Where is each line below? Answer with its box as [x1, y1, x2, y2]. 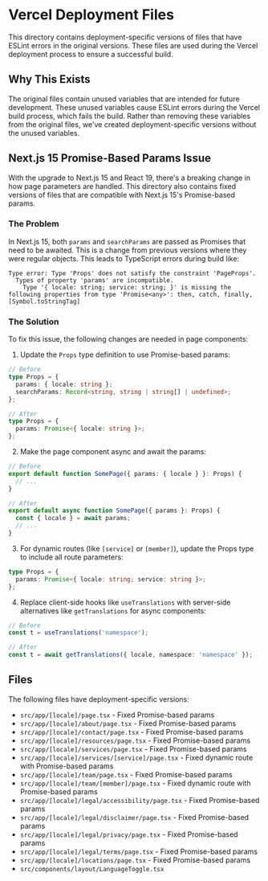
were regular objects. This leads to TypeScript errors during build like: [8, 253, 239, 263]
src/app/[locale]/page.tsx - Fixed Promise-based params [19, 710, 215, 719]
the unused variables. [8, 128, 80, 137]
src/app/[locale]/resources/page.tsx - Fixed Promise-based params [19, 736, 251, 745]
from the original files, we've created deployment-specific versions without [8, 119, 257, 129]
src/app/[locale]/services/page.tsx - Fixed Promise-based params [19, 744, 247, 753]
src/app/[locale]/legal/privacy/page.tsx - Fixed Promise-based [19, 830, 238, 839]
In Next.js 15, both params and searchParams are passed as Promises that [8, 236, 246, 246]
